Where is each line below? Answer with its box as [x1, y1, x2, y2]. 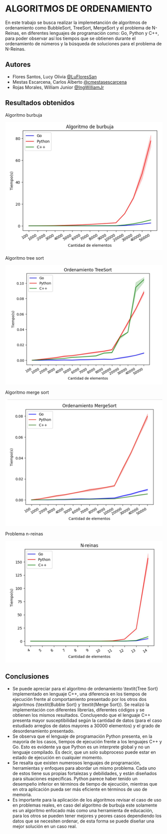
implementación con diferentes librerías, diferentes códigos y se [12, 706, 145, 713]
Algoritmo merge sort [5, 389, 49, 395]
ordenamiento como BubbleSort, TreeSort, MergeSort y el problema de [5, 24, 151, 30]
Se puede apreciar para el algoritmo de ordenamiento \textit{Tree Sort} [12, 685, 159, 691]
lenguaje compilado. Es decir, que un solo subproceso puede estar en [12, 749, 156, 755]
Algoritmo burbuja [5, 112, 42, 118]
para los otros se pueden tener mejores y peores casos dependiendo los [12, 813, 162, 819]
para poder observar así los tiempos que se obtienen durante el [5, 35, 136, 41]
